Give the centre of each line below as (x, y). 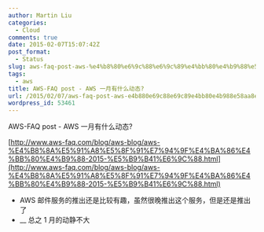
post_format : (29, 52)
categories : (27, 23)
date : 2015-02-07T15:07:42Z (54, 45)
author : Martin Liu (40, 15)
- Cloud (28, 30)
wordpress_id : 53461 (42, 103)
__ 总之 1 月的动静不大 (55, 220)
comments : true (33, 37)
